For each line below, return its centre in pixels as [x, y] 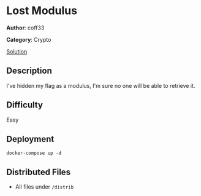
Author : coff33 [25, 28]
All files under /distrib [44, 187]
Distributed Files [39, 172]
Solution [17, 51]
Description [29, 71]
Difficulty [25, 105]
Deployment [30, 139]
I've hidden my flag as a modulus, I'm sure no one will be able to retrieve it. [101, 85]
